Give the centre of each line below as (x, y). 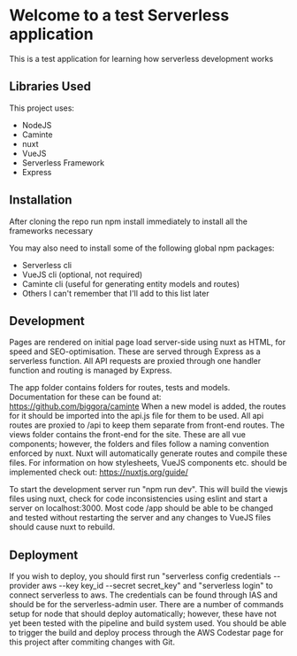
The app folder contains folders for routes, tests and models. (120, 388)
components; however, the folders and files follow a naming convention (139, 444)
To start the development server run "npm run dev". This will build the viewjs (148, 490)
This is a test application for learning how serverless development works (141, 58)
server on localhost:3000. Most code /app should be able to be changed (141, 508)
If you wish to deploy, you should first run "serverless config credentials (140, 576)
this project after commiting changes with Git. (92, 642)
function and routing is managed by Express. (91, 370)
